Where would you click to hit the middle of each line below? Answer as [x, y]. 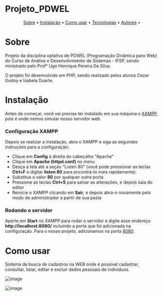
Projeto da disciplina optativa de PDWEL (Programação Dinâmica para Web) [81, 55]
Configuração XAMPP [32, 131]
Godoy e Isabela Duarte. [29, 80]
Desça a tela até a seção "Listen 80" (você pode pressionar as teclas [81, 167]
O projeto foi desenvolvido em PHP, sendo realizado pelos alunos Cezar [77, 75]
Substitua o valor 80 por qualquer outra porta [58, 177]
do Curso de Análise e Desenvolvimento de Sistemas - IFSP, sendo [72, 61]
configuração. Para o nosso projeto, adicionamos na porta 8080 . [70, 231]
